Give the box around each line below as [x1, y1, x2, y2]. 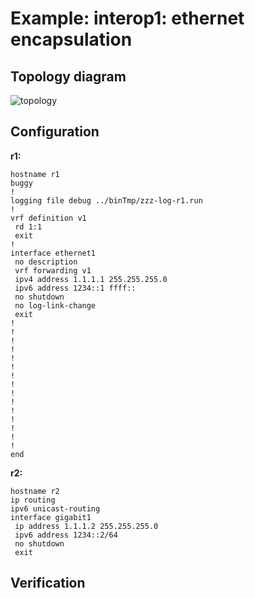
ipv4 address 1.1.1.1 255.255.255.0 [14, 274, 168, 284]
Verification [10, 575, 86, 592]
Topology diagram [10, 68, 127, 85]
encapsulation [10, 28, 133, 51]
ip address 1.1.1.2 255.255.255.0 [14, 521, 159, 531]
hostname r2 [10, 486, 60, 496]
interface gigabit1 [10, 512, 92, 522]
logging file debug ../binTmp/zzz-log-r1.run [10, 195, 203, 206]
